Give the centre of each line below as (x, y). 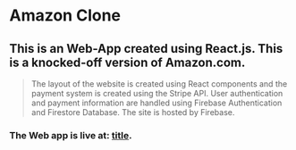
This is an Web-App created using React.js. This (146, 49)
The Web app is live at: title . (71, 135)
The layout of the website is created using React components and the (159, 84)
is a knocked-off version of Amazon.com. (127, 62)
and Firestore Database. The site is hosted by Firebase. (133, 112)
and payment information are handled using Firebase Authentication (156, 103)
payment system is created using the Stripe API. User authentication (157, 93)
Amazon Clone (65, 16)
